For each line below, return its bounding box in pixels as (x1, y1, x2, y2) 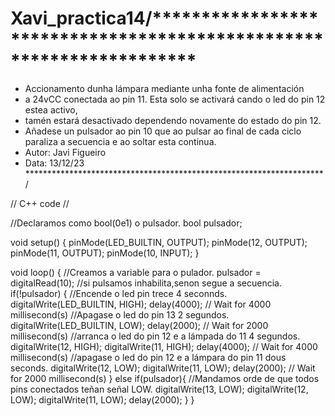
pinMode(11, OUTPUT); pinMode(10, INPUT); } (10, 247, 200, 259)
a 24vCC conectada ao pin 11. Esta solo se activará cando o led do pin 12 (24, 93, 326, 105)
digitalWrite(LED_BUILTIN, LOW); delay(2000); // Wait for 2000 (10, 319, 269, 331)
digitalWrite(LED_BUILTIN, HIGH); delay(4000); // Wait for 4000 (10, 298, 272, 310)
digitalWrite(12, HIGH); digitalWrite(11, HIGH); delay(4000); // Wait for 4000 (10, 340, 318, 352)
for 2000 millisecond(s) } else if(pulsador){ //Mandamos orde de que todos (10, 372, 320, 384)
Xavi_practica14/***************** (10, 7, 319, 30)
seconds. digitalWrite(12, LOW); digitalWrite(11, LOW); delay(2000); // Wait (10, 362, 316, 374)
